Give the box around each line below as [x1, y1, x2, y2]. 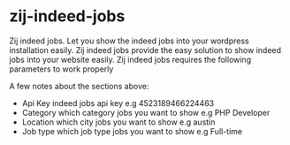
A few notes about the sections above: [9, 80, 149, 91]
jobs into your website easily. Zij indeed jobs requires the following [9, 54, 252, 65]
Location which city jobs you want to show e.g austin [21, 117, 216, 127]
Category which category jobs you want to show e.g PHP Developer [21, 107, 271, 118]
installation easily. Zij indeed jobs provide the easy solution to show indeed [9, 44, 281, 55]
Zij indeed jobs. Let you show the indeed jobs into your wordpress [9, 35, 249, 46]
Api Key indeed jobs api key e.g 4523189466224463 [21, 97, 215, 108]
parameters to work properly [9, 64, 114, 74]
